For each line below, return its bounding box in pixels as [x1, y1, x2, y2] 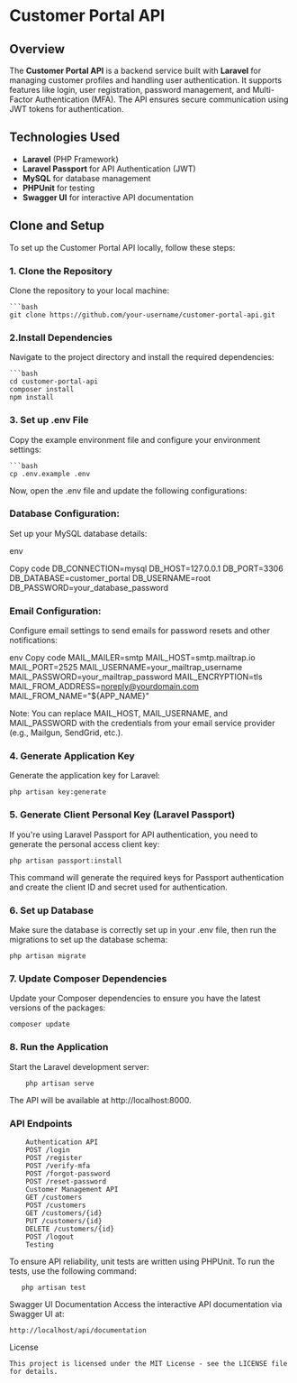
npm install [9, 393, 54, 402]
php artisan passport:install [9, 856, 123, 865]
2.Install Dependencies [9, 331, 113, 344]
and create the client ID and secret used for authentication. [9, 881, 228, 892]
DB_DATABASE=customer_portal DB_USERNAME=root [9, 572, 211, 583]
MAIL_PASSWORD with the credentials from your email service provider [9, 718, 275, 729]
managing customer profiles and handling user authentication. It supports [9, 75, 282, 86]
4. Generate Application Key [9, 750, 135, 762]
